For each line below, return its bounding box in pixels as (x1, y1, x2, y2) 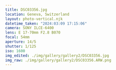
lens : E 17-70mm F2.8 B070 (5, 30, 61, 35)
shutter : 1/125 (5, 44, 37, 49)
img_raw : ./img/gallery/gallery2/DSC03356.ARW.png (5, 58, 112, 63)
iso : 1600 (5, 48, 26, 53)
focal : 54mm (5, 35, 30, 40)
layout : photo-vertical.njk (5, 16, 63, 21)
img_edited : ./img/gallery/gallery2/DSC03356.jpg (5, 53, 110, 58)
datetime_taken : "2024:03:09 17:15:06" (5, 21, 87, 26)
